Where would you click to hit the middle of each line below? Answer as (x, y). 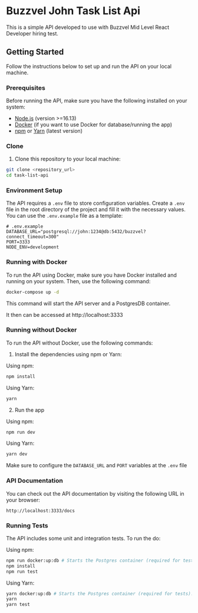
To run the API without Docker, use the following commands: (80, 343)
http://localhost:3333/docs (41, 511)
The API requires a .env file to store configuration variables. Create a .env (95, 203)
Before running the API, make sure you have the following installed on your (97, 101)
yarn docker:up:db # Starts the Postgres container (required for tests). (100, 594)
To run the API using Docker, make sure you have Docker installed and (91, 275)
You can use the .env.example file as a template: (65, 216)
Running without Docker (42, 330)
